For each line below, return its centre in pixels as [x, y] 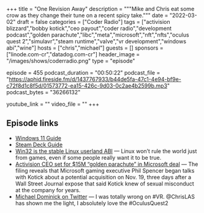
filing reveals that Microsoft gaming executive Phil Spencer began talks [105, 170]
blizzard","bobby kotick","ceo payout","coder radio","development [89, 28]
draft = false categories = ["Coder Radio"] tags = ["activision [93, 22]
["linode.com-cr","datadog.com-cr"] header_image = [73, 54]
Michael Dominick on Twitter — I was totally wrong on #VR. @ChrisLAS [105, 196]
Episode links [32, 123]
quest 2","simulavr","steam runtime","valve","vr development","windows [96, 41]
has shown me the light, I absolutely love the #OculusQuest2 [92, 203]
